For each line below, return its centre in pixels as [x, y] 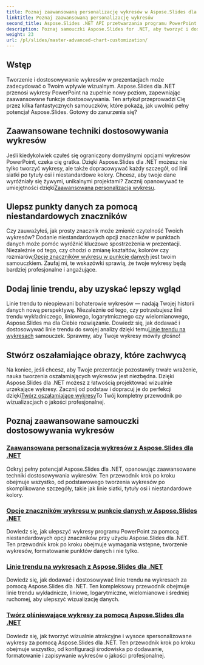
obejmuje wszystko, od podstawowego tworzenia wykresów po [86, 482]
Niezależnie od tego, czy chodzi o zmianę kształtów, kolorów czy [87, 250]
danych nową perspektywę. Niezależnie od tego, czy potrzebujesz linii [94, 310]
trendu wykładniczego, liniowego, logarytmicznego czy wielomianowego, [98, 317]
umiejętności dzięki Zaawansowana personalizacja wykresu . [81, 188]
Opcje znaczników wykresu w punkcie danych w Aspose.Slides [102, 510]
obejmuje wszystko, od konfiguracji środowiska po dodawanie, [85, 649]
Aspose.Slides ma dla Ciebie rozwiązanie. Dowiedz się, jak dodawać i [93, 323]
